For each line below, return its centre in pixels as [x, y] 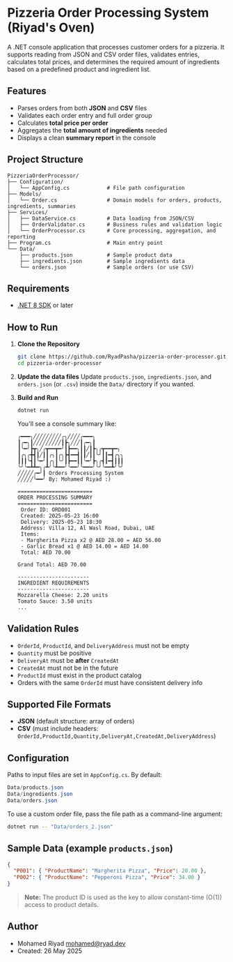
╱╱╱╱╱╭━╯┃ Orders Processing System [70, 473]
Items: [30, 534]
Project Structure [45, 159]
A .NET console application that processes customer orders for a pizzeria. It [116, 47]
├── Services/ [28, 212]
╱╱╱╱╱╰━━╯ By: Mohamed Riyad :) [64, 479]
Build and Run [38, 397]
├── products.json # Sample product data [96, 255]
